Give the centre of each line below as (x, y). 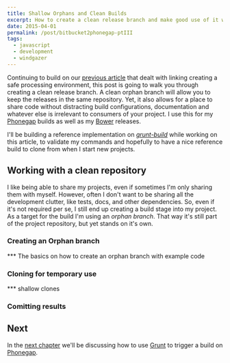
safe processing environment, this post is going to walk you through (103, 85)
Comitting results (37, 307)
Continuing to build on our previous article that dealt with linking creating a (112, 77)
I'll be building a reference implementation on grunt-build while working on (112, 134)
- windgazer (30, 58)
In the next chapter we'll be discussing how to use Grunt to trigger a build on (115, 345)
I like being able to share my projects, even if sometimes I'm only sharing (110, 187)
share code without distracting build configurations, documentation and (108, 106)
